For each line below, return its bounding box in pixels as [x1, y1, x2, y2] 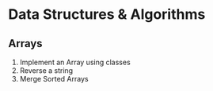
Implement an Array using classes [19, 57, 131, 67]
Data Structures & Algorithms [8, 5, 206, 24]
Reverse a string [19, 66, 74, 75]
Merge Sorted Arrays [19, 75, 89, 83]
